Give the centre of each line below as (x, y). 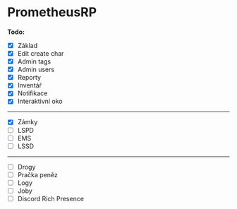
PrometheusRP (52, 12)
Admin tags (34, 61)
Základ (27, 45)
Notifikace (32, 93)
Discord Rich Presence (51, 198)
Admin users (36, 70)
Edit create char (41, 53)
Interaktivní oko (40, 101)
